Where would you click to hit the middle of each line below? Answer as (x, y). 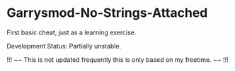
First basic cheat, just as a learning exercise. (71, 32)
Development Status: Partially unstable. (64, 46)
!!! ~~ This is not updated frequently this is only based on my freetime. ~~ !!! (118, 59)
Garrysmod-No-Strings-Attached (107, 13)
